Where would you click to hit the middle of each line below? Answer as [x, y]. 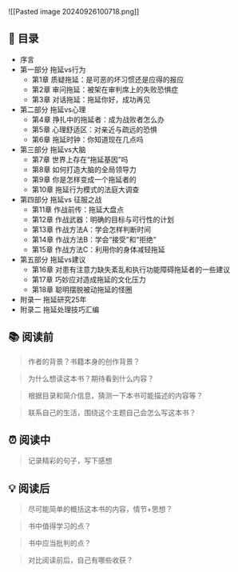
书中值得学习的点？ [59, 526]
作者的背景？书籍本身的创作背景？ [84, 361]
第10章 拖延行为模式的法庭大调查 [85, 189]
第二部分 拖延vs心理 [53, 109]
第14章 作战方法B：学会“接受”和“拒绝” [94, 239]
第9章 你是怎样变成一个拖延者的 [84, 179]
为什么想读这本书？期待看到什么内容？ [91, 378]
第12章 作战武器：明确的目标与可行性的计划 [103, 219]
